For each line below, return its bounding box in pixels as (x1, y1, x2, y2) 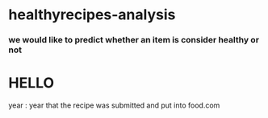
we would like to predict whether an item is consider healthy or (8, 35, 260, 46)
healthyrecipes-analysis (8, 6, 176, 24)
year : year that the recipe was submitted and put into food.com (8, 100, 220, 110)
